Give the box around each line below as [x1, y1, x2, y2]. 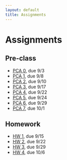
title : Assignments [5, 12, 46, 17]
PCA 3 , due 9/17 [12, 84, 46, 90]
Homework [5, 119, 41, 128]
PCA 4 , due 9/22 [12, 89, 47, 95]
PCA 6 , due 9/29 [12, 100, 47, 106]
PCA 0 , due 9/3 [12, 67, 45, 73]
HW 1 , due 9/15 [12, 133, 44, 139]
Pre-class [5, 54, 36, 63]
